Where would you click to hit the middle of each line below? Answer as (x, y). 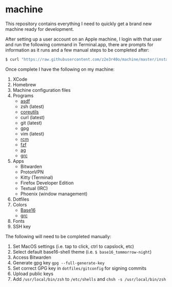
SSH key (22, 226)
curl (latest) (33, 117)
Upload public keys (33, 274)
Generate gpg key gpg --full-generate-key (59, 262)
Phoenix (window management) (54, 194)
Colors (20, 204)
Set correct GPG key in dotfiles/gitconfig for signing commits (80, 268)
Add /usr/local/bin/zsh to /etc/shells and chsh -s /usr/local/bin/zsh (89, 279)
